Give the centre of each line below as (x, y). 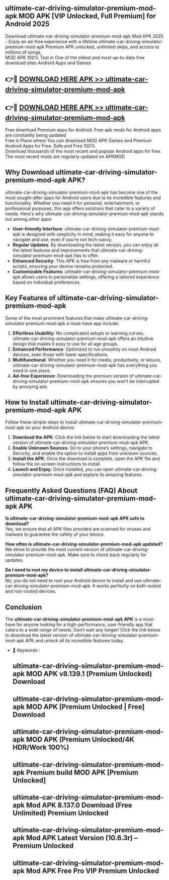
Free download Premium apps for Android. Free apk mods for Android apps (83, 130)
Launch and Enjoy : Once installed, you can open (63, 469)
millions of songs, (23, 52)
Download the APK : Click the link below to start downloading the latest (86, 437)
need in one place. (32, 370)
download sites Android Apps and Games (48, 63)
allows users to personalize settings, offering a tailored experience (90, 277)
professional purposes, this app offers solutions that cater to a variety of (80, 208)
